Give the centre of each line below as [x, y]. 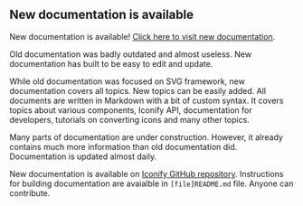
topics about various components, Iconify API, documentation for [131, 110]
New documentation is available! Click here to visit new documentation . [142, 36]
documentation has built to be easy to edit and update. [111, 63]
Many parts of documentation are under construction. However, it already [146, 137]
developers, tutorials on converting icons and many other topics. [130, 119]
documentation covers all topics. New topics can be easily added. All [138, 90]
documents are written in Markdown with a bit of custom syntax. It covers [147, 100]
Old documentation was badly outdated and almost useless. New [130, 54]
